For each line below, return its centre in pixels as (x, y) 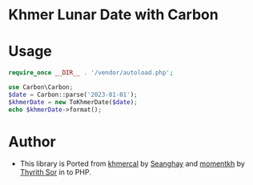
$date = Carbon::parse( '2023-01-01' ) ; (73, 95)
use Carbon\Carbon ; (41, 87)
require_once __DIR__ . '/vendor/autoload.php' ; (91, 73)
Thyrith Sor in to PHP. (56, 172)
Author (32, 141)
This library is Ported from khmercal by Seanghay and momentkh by (133, 164)
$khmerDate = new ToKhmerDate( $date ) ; (73, 102)
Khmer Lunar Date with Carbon (113, 15)
